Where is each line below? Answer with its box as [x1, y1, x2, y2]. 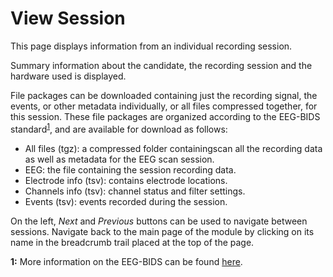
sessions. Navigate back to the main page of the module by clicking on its [10, 225, 315, 237]
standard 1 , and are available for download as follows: [10, 121, 228, 135]
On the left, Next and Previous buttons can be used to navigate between [10, 215, 308, 227]
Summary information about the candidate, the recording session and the [10, 59, 313, 71]
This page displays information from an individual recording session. [10, 40, 293, 52]
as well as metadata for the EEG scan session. [24, 153, 215, 165]
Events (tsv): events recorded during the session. [24, 195, 228, 207]
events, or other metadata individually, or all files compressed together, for [10, 100, 318, 112]
